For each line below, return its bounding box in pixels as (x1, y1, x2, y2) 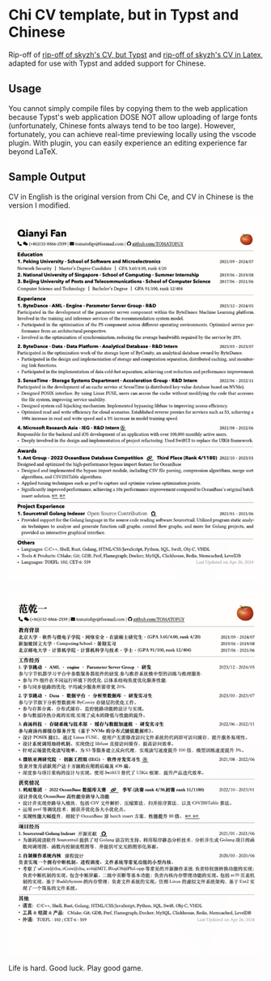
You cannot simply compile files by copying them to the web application (8, 103, 248, 113)
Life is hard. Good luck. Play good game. (8, 963, 144, 973)
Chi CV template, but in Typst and (8, 6, 239, 24)
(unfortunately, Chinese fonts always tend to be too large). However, (8, 120, 236, 131)
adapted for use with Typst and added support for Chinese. (8, 58, 206, 68)
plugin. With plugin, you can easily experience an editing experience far (8, 138, 248, 148)
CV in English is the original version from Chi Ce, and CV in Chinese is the (8, 191, 254, 201)
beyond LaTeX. (8, 146, 58, 156)
